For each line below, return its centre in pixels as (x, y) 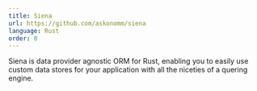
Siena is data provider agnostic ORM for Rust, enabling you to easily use (128, 61)
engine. (21, 78)
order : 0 (23, 38)
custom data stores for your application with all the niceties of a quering (128, 70)
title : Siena (30, 16)
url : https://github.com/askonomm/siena (78, 23)
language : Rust (34, 31)
